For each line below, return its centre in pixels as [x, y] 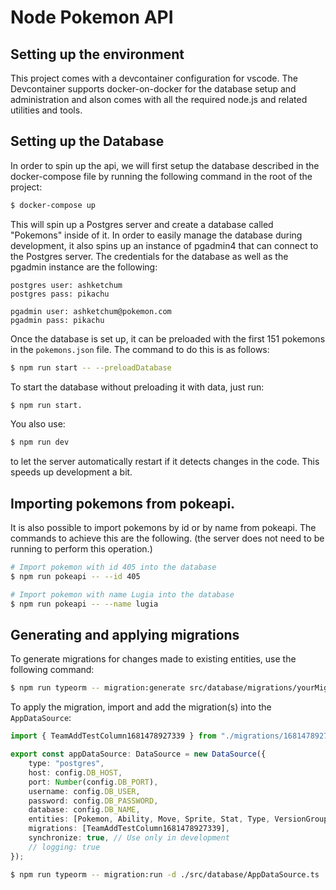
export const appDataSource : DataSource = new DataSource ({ [138, 754]
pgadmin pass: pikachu [57, 320]
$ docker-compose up [53, 205]
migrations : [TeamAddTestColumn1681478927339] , [129, 829]
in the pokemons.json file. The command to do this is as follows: [140, 349]
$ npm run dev [40, 442]
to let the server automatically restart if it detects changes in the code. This [165, 462]
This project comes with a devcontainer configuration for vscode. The [154, 78]
